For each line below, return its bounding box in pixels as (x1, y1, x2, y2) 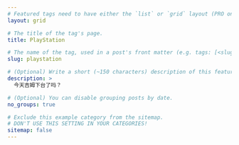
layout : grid (7, 17, 46, 24)
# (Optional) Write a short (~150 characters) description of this (7, 69, 212, 76)
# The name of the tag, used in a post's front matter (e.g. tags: (7, 49, 212, 57)
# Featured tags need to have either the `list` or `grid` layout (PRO (7, 10, 224, 18)
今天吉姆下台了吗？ (14, 81, 62, 88)
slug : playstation (7, 56, 62, 63)
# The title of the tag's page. (7, 30, 103, 37)
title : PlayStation (7, 36, 65, 43)
